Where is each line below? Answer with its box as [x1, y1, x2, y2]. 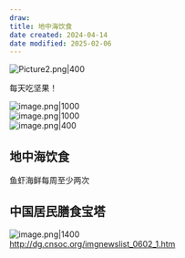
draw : [9, 13, 30, 23]
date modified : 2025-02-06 [9, 38, 112, 48]
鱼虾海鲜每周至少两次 [9, 175, 89, 186]
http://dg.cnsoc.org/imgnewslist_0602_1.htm [9, 238, 176, 249]
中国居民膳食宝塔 [9, 204, 106, 220]
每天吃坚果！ [9, 83, 57, 94]
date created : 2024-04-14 [9, 30, 108, 39]
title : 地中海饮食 [9, 22, 73, 31]
